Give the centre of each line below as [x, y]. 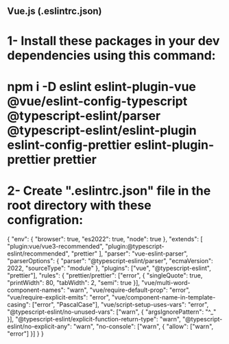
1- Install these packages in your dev [113, 41]
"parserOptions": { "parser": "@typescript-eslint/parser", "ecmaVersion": [110, 260]
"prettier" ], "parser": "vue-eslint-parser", [130, 254]
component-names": [36, 290]
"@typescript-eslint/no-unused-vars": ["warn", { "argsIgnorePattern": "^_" [112, 312]
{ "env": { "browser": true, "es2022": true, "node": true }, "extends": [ [105, 238]
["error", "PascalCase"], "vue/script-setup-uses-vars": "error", [120, 304]
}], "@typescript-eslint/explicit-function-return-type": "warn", [94, 319]
